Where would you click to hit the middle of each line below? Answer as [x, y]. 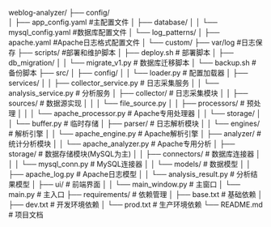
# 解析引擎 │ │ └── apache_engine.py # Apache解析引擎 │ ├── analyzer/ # [135, 133]
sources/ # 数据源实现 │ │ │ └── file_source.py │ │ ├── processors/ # [127, 103]
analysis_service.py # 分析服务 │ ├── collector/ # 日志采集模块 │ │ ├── [128, 93]
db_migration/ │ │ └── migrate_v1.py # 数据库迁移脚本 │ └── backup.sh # [132, 62]
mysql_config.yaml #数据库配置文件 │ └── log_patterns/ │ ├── [114, 32]
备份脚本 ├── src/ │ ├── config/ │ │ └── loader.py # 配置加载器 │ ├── [128, 73]
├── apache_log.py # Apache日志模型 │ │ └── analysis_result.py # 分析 [129, 174]
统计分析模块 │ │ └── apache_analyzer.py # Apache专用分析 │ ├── [122, 143]
